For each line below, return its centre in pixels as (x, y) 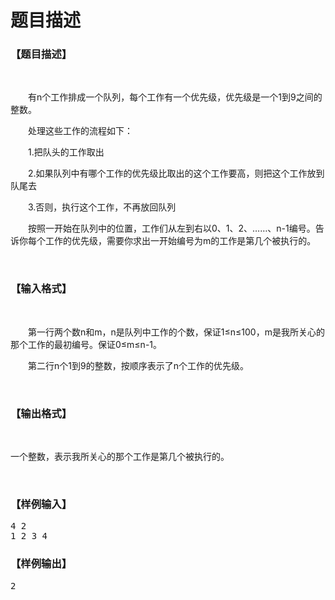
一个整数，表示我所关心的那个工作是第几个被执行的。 (120, 457)
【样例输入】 (41, 504)
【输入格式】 (41, 289)
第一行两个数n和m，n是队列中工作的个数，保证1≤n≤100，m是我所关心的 (176, 332)
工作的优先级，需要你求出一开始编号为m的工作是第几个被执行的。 (180, 241)
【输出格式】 (41, 413)
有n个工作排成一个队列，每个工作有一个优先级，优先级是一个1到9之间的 (175, 97)
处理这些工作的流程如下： (80, 131)
